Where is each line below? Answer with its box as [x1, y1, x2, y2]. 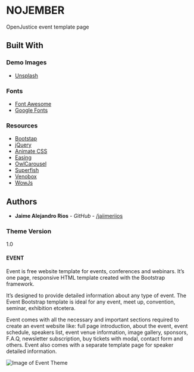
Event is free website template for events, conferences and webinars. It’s [6, 267, 184, 274]
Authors [6, 196, 37, 207]
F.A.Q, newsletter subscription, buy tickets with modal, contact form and [6, 335, 183, 342]
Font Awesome [14, 100, 52, 107]
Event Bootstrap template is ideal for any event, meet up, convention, [6, 298, 176, 305]
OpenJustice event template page [6, 23, 89, 30]
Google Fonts [14, 107, 48, 114]
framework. [6, 280, 35, 287]
